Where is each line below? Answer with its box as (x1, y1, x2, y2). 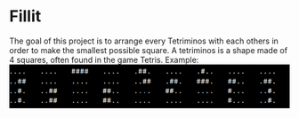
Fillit (9, 6, 42, 27)
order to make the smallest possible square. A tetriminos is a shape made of (9, 44, 287, 55)
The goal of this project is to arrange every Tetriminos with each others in (9, 35, 279, 46)
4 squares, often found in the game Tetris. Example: (9, 54, 199, 65)
